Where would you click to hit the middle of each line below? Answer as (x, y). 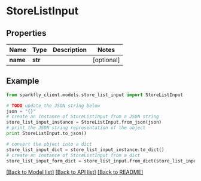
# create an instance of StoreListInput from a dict (73, 155)
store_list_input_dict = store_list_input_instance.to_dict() (85, 150)
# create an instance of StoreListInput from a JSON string (83, 117)
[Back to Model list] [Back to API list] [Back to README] (75, 172)
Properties (26, 33)
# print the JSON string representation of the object (76, 128)
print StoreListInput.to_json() (46, 134)
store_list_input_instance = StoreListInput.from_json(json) (84, 122)
